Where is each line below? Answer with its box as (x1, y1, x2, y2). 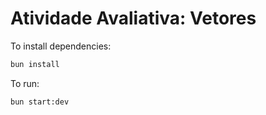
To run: (10, 77, 40, 89)
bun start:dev (10, 97, 70, 107)
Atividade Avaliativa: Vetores (10, 7, 257, 30)
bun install (10, 59, 60, 69)
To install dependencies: (10, 40, 112, 52)
